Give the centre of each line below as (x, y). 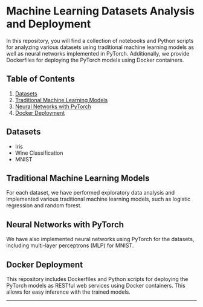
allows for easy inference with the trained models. (69, 292)
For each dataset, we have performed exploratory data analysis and (91, 193)
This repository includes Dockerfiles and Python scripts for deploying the (97, 279)
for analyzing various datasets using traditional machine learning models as (100, 47)
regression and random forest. (44, 205)
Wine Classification (39, 153)
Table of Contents (41, 79)
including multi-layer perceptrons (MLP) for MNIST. (70, 245)
